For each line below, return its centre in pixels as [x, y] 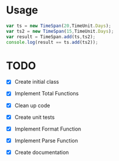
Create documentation [42, 152]
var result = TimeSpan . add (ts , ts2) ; [51, 37]
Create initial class [37, 82]
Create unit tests [35, 117]
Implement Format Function [48, 129]
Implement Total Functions [47, 94]
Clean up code [32, 105]
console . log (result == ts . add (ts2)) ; [52, 42]
